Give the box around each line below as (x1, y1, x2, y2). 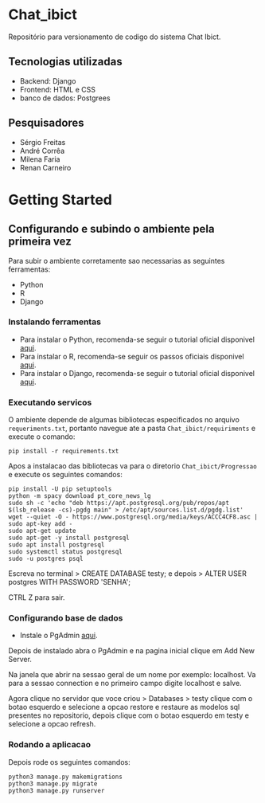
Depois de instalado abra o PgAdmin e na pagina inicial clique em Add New (8, 646, 255, 656)
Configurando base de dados (8, 613, 123, 624)
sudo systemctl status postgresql (8, 548, 123, 556)
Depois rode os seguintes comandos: (8, 757, 131, 766)
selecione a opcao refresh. (8, 719, 96, 729)
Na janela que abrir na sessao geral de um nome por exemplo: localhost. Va (8, 670, 256, 680)
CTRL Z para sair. (8, 593, 65, 602)
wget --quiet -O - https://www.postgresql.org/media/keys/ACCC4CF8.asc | (8, 513, 259, 521)
